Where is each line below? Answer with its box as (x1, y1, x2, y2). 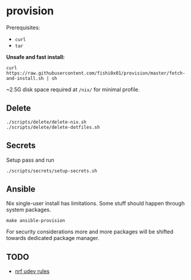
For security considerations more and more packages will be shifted (6, 228, 174, 235)
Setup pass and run (6, 156, 55, 164)
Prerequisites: (6, 24, 41, 31)
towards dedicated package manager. (6, 235, 100, 242)
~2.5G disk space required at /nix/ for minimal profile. (6, 85, 140, 93)
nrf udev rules (14, 267, 50, 275)
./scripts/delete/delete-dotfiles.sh (6, 124, 100, 130)
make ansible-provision (6, 218, 66, 224)
